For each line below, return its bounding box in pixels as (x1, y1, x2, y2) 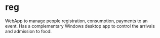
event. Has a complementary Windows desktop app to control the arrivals (5, 23, 155, 29)
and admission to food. (5, 28, 52, 34)
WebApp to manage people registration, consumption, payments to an (5, 18, 148, 24)
